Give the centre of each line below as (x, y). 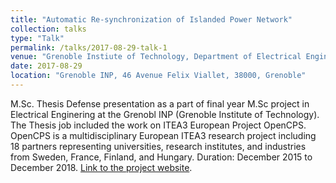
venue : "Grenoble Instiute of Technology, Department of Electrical (156, 57)
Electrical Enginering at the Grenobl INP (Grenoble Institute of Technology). (165, 114)
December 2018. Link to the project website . (101, 167)
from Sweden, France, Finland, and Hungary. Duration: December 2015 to (161, 157)
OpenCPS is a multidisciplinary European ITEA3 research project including (163, 135)
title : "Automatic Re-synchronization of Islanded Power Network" (151, 19)
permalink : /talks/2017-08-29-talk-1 (89, 47)
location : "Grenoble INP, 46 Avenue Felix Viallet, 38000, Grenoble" (158, 76)
